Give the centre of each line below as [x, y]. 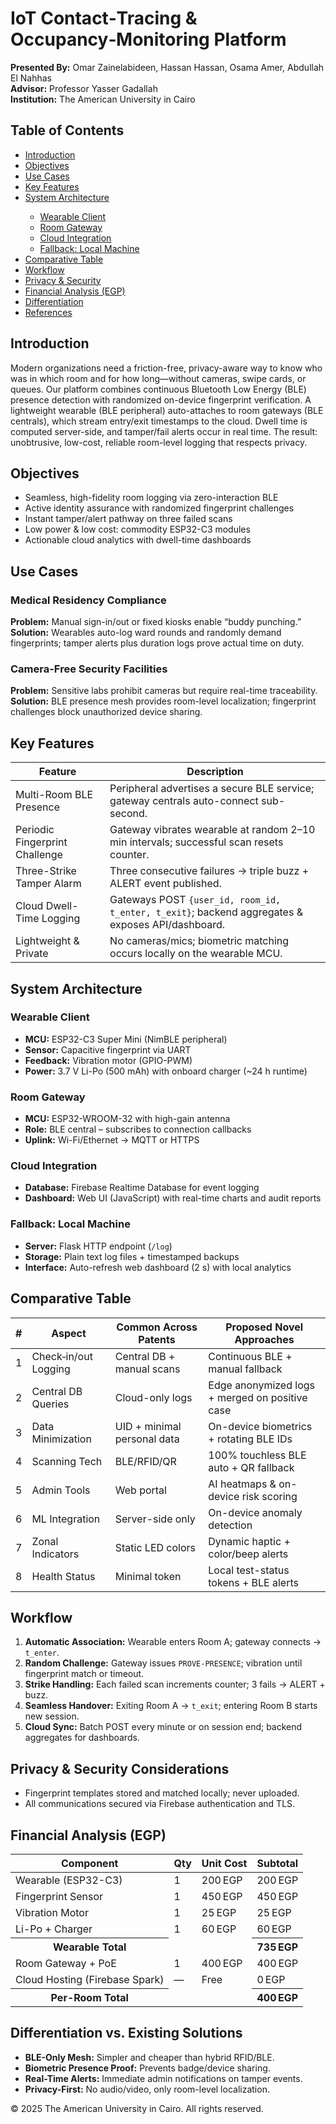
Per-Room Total [89, 1997]
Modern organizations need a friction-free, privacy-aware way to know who [166, 368]
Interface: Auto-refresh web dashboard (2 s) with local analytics [158, 1267]
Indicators [55, 1554]
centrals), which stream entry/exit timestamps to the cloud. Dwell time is [159, 421]
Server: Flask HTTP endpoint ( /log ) [98, 1246]
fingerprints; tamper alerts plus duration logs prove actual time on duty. [157, 643]
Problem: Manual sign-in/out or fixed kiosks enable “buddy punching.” [156, 622]
